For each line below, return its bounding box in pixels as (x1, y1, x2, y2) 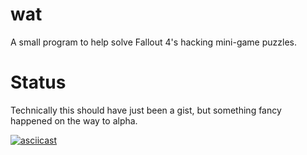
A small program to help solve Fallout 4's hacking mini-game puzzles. (10, 36, 297, 48)
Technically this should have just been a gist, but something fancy (10, 104, 282, 116)
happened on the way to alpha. (10, 114, 138, 127)
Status (10, 71, 67, 94)
